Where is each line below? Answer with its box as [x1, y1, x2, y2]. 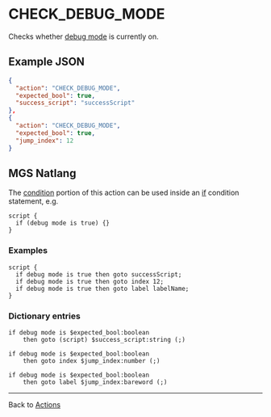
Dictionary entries [8, 310, 81, 322]
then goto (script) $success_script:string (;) [23, 335, 186, 343]
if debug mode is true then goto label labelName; [15, 284, 190, 293]
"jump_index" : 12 [15, 137, 74, 145]
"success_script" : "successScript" [15, 99, 135, 107]
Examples [8, 245, 48, 256]
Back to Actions [8, 399, 61, 409]
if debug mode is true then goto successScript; [15, 270, 182, 279]
